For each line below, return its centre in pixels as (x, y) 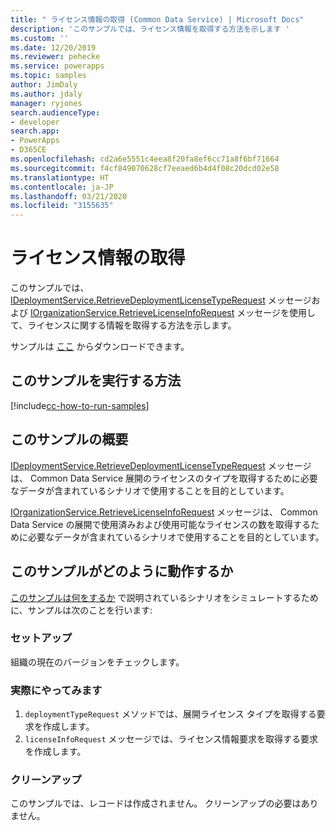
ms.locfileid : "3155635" (62, 206)
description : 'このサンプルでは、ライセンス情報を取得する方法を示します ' (150, 29)
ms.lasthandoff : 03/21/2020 (69, 196)
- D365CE (28, 150)
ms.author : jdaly (46, 94)
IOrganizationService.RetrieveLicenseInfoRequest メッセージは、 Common (164, 512)
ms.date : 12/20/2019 (53, 47)
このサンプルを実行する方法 (96, 381)
